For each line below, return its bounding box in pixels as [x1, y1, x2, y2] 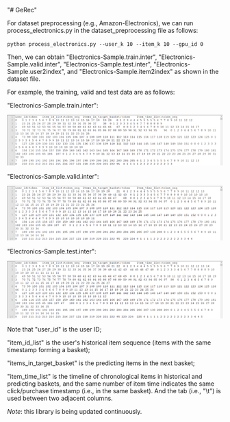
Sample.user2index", [7, 68, 66, 75]
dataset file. [7, 75, 41, 83]
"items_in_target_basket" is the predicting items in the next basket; [7, 359, 195, 367]
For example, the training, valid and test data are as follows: [7, 88, 175, 96]
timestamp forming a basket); [7, 346, 90, 354]
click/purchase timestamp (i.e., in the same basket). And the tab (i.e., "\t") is [7, 387, 221, 395]
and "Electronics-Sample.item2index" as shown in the [66, 68, 219, 75]
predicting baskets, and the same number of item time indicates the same [7, 380, 214, 388]
